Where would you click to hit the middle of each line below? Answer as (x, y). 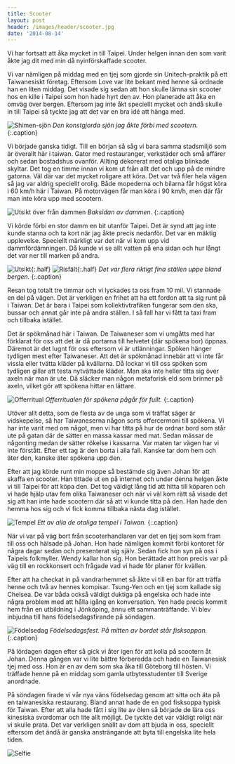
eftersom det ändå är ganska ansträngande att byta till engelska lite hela (112, 732)
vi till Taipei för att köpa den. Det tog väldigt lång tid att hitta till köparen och (116, 487)
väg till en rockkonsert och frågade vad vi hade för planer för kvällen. (107, 566)
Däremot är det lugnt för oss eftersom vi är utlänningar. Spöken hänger (109, 349)
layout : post (26, 20)
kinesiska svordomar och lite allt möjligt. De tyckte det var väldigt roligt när (115, 718)
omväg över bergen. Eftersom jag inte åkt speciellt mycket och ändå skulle (115, 104)
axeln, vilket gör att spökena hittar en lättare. (72, 386)
